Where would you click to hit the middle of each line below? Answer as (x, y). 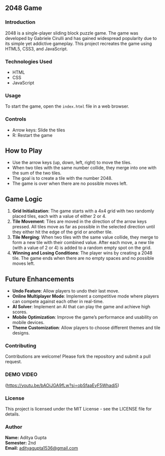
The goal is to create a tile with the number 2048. (62, 178)
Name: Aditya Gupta (26, 438)
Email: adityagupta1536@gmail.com (42, 448)
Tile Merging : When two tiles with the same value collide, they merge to (85, 237)
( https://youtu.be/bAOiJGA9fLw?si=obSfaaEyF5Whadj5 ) (62, 385)
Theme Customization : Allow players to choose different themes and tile (86, 328)
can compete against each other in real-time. (58, 301)
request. (14, 362)
